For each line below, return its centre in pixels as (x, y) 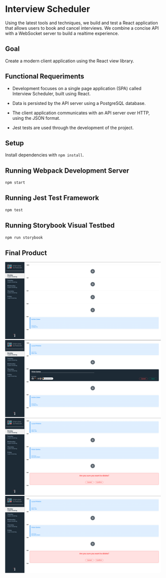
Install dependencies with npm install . (44, 155)
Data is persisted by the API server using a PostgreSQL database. (79, 103)
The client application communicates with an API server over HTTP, (81, 113)
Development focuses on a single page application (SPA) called (77, 88)
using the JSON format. (36, 118)
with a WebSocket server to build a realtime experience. (62, 33)
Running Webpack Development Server (67, 170)
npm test (14, 210)
